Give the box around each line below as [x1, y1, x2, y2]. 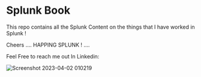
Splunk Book [6, 4, 71, 17]
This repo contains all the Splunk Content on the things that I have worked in [6, 23, 195, 30]
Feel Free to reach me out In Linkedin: [6, 53, 100, 60]
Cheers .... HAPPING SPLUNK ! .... [6, 41, 90, 48]
